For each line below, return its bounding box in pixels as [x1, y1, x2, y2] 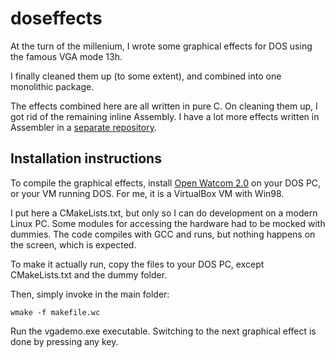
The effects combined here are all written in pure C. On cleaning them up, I [10, 100, 318, 112]
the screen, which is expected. [10, 238, 137, 251]
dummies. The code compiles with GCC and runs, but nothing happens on [10, 228, 316, 240]
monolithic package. [10, 80, 95, 92]
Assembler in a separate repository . [10, 121, 157, 133]
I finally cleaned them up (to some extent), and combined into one [10, 70, 282, 82]
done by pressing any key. [10, 335, 119, 347]
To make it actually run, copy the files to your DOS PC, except [10, 258, 265, 270]
